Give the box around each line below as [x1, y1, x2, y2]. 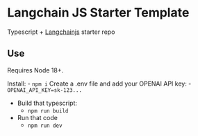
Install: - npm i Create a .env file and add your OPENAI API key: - [7, 79, 192, 88]
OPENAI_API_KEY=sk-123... [7, 86, 82, 94]
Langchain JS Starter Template [7, 5, 190, 21]
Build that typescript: [17, 99, 78, 107]
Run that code [17, 113, 58, 122]
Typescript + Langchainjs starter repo [7, 28, 115, 36]
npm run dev [27, 122, 63, 129]
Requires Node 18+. [7, 66, 64, 74]
